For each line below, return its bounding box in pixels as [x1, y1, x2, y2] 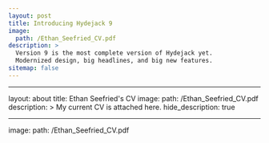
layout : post [8, 11, 52, 20]
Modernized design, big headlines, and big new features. [15, 57, 214, 65]
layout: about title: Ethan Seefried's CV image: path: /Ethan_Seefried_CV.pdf [8, 93, 259, 103]
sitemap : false [8, 64, 59, 72]
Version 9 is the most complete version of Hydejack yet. [15, 49, 214, 57]
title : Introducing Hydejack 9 [8, 19, 113, 27]
